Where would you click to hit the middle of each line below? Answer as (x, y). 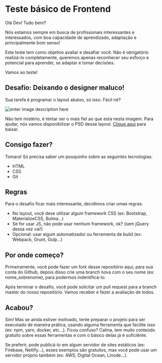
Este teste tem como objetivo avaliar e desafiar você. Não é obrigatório (77, 52)
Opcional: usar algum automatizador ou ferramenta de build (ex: (77, 234)
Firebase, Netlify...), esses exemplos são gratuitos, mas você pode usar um (81, 350)
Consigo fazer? (29, 145)
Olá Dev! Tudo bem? (26, 23)
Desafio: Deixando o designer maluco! (65, 88)
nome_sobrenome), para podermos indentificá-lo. (55, 277)
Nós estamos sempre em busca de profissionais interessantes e (70, 32)
